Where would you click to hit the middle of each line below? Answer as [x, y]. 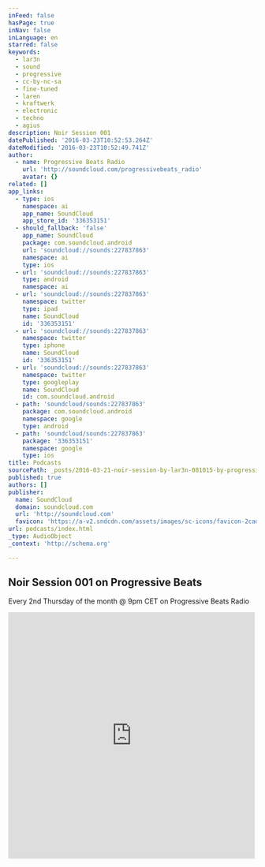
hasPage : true [32, 23]
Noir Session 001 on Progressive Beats [105, 583]
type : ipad [40, 308]
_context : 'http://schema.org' [60, 544]
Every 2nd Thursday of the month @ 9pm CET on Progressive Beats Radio [129, 601]
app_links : [26, 191]
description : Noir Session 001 [60, 133]
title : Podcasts [35, 463]
